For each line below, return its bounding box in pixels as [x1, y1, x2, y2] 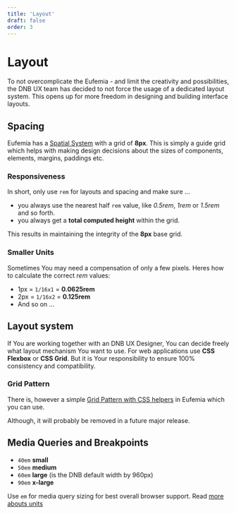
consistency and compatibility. [7, 361, 96, 370]
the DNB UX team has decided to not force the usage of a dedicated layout [7, 85, 225, 93]
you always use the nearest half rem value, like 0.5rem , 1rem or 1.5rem [17, 201, 220, 210]
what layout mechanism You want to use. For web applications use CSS [7, 347, 215, 355]
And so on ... [17, 299, 55, 308]
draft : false [7, 17, 46, 24]
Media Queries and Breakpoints [7, 437, 149, 449]
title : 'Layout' [7, 10, 55, 18]
